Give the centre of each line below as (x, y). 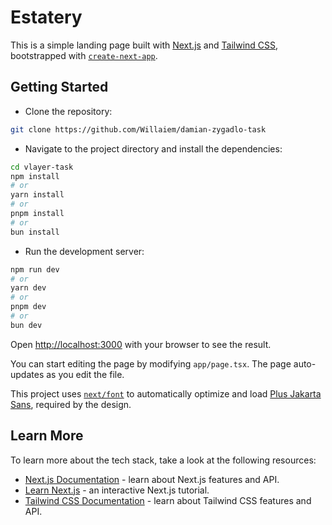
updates (27, 374)
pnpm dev (28, 307)
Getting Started (59, 87)
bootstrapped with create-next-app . (84, 55)
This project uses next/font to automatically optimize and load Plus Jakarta (166, 393)
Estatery (46, 17)
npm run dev (35, 269)
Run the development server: (84, 251)
